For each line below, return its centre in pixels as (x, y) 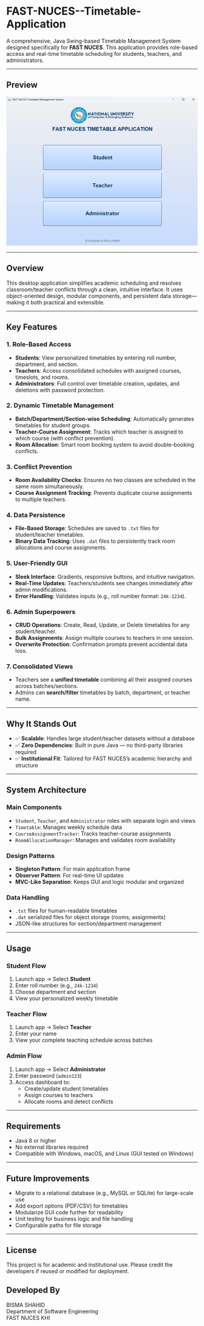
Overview (25, 268)
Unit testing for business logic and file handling (74, 1219)
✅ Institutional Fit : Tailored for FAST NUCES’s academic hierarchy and (104, 759)
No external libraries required (52, 1147)
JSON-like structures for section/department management (88, 923)
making (16, 302)
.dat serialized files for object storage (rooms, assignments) (90, 917)
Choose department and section (55, 992)
